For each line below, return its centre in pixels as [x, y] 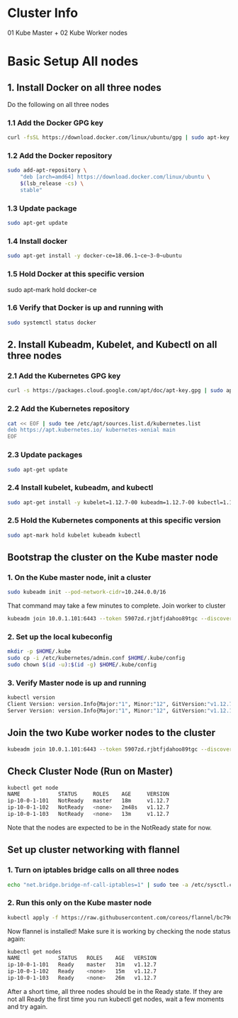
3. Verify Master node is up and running [77, 683]
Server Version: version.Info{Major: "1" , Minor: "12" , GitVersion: [107, 711]
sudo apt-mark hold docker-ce [52, 289]
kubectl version [31, 698]
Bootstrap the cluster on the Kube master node [113, 558]
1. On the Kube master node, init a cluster [79, 578]
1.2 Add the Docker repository [60, 156]
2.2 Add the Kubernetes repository [68, 409]
